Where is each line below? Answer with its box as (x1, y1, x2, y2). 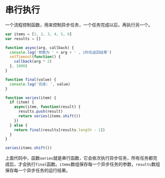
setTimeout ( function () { (9, 54, 61, 59)
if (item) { (9, 100, 35, 105)
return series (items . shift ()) (18, 114, 81, 119)
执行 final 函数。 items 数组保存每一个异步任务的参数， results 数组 (26, 161, 160, 167)
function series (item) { (5, 95, 56, 100)
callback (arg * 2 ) (14, 59, 52, 64)
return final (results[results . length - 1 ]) (14, 127, 106, 133)
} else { (9, 123, 28, 128)
